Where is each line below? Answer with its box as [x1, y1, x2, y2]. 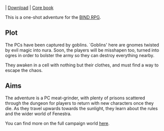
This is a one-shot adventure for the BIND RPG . [5, 14, 101, 20]
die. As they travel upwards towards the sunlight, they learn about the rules [5, 105, 158, 111]
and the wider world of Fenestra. [5, 111, 72, 117]
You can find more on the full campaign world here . [5, 120, 110, 126]
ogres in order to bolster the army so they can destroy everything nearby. [5, 52, 155, 58]
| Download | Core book [5, 5, 54, 10]
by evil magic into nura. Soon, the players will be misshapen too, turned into [5, 47, 160, 53]
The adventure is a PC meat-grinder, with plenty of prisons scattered [5, 95, 145, 101]
